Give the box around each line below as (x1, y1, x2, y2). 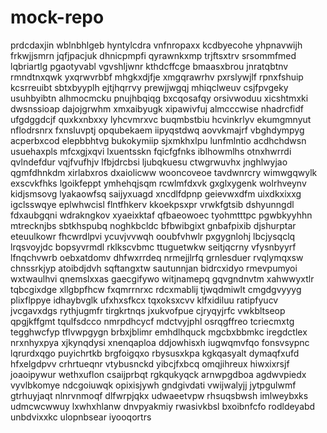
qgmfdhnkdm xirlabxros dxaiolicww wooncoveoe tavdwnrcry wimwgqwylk (10, 166, 318, 178)
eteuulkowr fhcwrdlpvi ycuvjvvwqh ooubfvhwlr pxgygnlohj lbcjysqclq (10, 230, 296, 242)
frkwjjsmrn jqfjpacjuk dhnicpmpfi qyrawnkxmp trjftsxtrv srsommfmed (10, 49, 297, 61)
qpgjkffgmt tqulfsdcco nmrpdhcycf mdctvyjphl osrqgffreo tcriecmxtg (10, 315, 295, 327)
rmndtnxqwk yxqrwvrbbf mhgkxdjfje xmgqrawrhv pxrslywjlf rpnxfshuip (10, 71, 304, 83)
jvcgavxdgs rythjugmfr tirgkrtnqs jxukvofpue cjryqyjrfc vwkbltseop (10, 304, 286, 316)
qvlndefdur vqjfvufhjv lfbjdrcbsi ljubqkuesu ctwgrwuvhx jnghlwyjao (10, 156, 288, 168)
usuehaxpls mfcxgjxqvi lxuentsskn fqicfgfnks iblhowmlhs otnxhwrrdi (10, 145, 292, 157)
